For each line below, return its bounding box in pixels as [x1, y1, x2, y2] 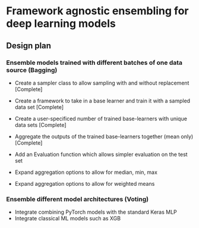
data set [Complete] [14, 103, 64, 111]
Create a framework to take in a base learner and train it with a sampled [14, 97, 191, 104]
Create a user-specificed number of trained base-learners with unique [14, 115, 187, 122]
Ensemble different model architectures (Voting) [6, 195, 149, 203]
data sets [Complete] [14, 121, 67, 129]
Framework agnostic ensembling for [6, 4, 189, 18]
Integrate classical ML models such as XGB [14, 215, 121, 222]
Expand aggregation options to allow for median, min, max [14, 168, 157, 176]
